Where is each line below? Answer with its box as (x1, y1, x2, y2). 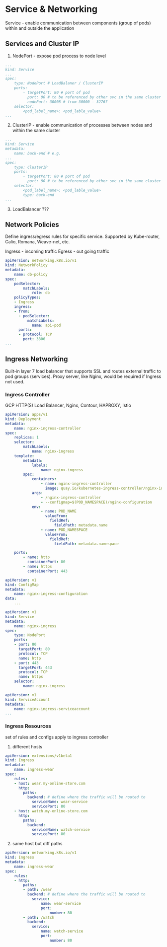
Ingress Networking (5, 355, 68, 364)
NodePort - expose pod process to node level (12, 53, 106, 59)
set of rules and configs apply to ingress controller (5, 734, 108, 740)
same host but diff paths (12, 841, 63, 847)
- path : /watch (23, 915, 55, 920)
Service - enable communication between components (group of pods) (5, 20, 151, 26)
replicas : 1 (14, 435, 39, 440)
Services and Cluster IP (5, 40, 80, 48)
